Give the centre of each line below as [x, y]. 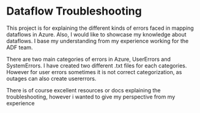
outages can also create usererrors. [51, 78]
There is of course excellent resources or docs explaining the [83, 90]
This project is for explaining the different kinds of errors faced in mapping [100, 28]
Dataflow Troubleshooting [74, 11]
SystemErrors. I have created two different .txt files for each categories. [97, 66]
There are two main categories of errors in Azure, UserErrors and [89, 59]
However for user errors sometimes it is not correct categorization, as [94, 72]
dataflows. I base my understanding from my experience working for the [98, 41]
